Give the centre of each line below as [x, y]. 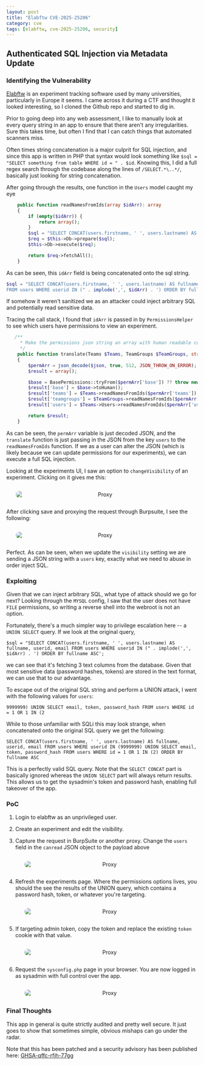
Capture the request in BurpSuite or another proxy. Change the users [101, 841]
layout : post [23, 12]
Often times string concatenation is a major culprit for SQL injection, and [97, 149]
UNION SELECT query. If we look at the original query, [71, 631]
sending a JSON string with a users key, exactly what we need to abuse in [99, 558]
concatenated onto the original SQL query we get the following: [86, 730]
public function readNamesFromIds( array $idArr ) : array [90, 205]
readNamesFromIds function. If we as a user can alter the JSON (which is [95, 446]
